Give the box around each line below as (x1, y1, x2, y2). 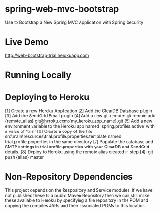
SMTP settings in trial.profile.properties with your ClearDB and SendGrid (5, 144, 149, 149)
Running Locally (5, 69, 72, 81)
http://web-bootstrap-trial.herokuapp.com (5, 52, 89, 58)
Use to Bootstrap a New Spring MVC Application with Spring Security (5, 19, 144, 25)
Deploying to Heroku (5, 92, 90, 103)
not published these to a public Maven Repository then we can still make (5, 192, 150, 198)
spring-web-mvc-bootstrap (5, 3, 119, 15)
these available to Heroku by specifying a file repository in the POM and (5, 197, 149, 203)
